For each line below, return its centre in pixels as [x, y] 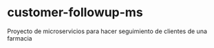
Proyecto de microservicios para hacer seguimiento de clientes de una [107, 31]
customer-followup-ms [75, 13]
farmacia [20, 38]
